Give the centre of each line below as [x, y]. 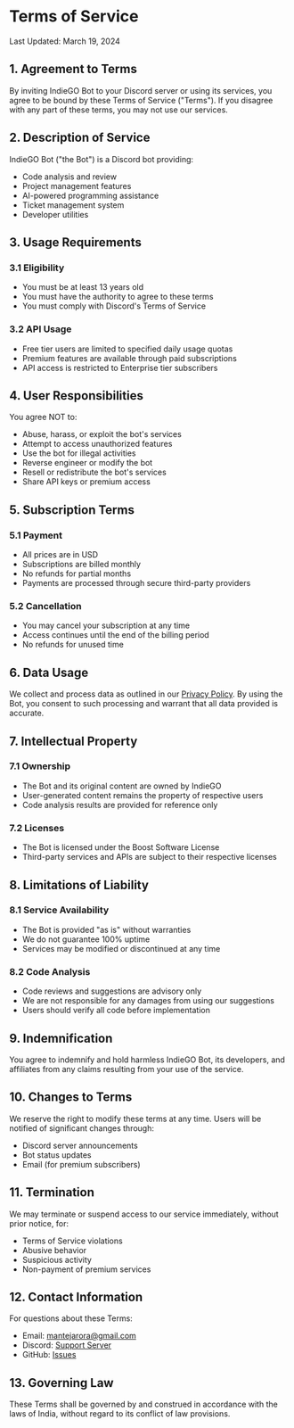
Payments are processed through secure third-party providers [136, 583]
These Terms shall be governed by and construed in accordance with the [143, 1404]
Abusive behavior [54, 1250]
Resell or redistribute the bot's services [94, 472]
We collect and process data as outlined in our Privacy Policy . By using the [146, 694]
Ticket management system [73, 205]
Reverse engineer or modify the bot [87, 463]
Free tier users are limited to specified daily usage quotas [127, 349]
